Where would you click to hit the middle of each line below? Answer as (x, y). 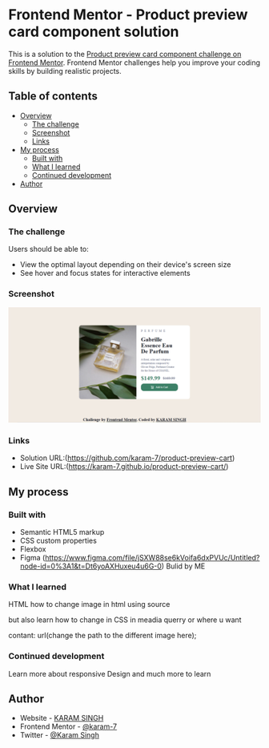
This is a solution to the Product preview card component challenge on (125, 54)
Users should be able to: (49, 249)
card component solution (94, 32)
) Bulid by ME (183, 566)
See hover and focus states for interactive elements (105, 273)
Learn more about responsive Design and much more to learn (110, 673)
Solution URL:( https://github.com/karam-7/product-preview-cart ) (127, 458)
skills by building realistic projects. (65, 71)
